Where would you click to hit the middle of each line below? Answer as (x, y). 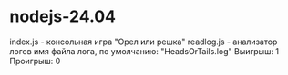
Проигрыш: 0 (35, 61)
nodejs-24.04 (63, 17)
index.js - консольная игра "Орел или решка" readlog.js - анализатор (144, 42)
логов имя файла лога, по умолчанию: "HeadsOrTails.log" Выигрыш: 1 (144, 51)
